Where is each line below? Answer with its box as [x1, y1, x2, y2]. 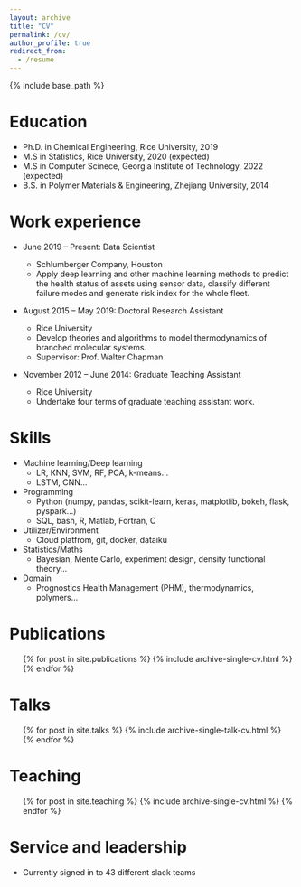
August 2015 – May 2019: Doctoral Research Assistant [22, 304, 224, 316]
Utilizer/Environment [22, 525, 99, 536]
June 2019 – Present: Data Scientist [22, 241, 155, 252]
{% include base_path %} [9, 80, 105, 90]
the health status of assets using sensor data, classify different [35, 277, 271, 289]
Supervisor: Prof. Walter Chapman [35, 351, 164, 362]
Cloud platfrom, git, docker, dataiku [35, 534, 167, 545]
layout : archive [9, 13, 71, 23]
